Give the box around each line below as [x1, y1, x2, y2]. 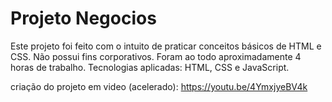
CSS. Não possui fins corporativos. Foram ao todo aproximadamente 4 [10, 50, 302, 62]
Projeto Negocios [10, 7, 157, 30]
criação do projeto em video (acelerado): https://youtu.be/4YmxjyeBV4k [10, 80, 308, 92]
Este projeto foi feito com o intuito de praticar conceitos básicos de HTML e [10, 40, 322, 52]
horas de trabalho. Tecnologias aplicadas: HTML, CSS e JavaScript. [10, 61, 290, 73]
